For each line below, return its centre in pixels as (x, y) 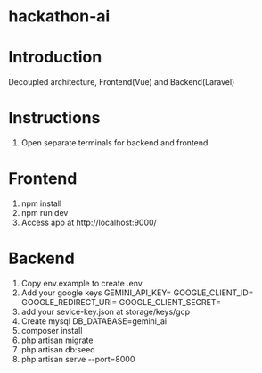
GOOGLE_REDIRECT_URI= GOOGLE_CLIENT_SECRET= (121, 302)
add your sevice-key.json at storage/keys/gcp (106, 311)
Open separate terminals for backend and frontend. (116, 143)
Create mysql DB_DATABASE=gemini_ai (94, 321)
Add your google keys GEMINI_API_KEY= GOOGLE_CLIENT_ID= (137, 293)
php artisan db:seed (58, 349)
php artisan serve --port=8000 (78, 359)
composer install (52, 330)
